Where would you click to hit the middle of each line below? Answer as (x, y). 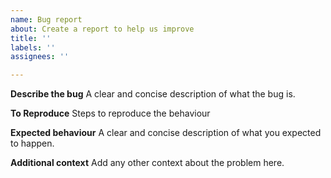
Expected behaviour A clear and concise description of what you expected (166, 133)
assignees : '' (40, 57)
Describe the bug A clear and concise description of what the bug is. (153, 94)
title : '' (31, 38)
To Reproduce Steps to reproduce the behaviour (110, 113)
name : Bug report (46, 19)
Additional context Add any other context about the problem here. (147, 163)
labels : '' (33, 47)
